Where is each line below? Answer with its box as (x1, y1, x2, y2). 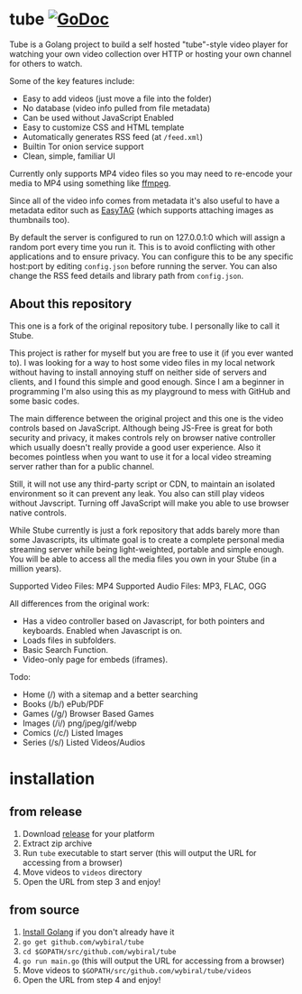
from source (9, 903, 80, 918)
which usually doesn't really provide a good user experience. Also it (9, 441, 261, 452)
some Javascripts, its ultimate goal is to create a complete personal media (9, 534, 285, 545)
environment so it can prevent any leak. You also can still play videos (9, 488, 265, 498)
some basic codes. (9, 395, 79, 406)
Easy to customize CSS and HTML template (22, 122, 185, 133)
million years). (9, 562, 61, 573)
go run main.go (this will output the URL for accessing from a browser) (22, 955, 286, 966)
